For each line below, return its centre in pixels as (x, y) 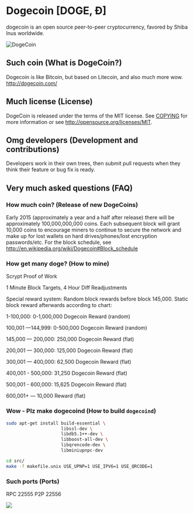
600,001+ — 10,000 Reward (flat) (46, 396)
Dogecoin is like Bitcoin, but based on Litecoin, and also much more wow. (94, 77)
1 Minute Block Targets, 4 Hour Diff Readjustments (67, 288)
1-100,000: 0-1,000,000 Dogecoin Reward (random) (68, 316)
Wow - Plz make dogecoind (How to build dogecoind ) (81, 411)
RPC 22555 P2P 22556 (34, 494)
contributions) (33, 149)
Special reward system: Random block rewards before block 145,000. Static (97, 299)
